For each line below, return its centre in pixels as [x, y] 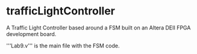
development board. [31, 34]
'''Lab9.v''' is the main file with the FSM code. [63, 46]
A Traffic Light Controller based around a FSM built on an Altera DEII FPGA [98, 28]
